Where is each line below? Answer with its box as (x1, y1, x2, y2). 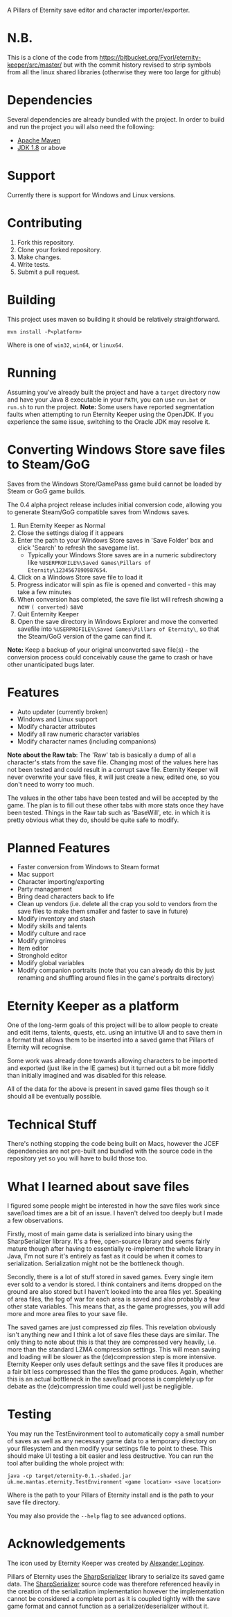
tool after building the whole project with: (7, 1459, 125, 1468)
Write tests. (17, 260, 51, 268)
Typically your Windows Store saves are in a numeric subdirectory (27, 550, 217, 559)
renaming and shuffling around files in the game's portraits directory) (17, 974, 215, 982)
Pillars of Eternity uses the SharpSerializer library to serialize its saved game (7, 1573, 225, 1581)
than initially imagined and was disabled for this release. (7, 1072, 168, 1080)
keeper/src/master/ (7, 60, 62, 69)
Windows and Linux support (17, 715, 98, 723)
